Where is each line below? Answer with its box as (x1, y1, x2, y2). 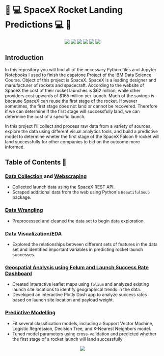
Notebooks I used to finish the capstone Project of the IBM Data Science (5, 72, 152, 78)
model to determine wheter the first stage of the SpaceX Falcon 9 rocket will (5, 134, 160, 139)
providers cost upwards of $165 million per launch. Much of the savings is (5, 92, 155, 99)
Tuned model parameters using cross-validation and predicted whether (12, 330, 157, 337)
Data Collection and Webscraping (5, 173, 87, 180)
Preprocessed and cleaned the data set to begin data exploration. (12, 218, 145, 224)
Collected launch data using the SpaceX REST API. (12, 184, 115, 190)
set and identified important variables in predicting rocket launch (12, 246, 143, 252)
